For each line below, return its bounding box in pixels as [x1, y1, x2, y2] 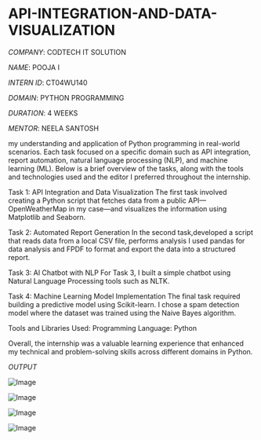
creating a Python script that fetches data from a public [8, 196, 187, 205]
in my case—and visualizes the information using [68, 203, 227, 213]
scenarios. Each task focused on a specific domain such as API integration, [8, 147, 251, 156]
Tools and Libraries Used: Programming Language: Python [8, 323, 198, 332]
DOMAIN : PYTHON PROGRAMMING [8, 93, 125, 102]
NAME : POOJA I [8, 62, 60, 71]
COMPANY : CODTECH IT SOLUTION [8, 47, 127, 57]
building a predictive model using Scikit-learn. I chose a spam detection [8, 299, 240, 309]
